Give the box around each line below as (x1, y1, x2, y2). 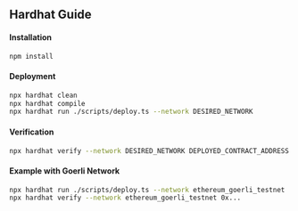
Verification (9, 126, 54, 137)
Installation (9, 31, 52, 43)
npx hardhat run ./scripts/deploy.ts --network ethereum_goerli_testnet (9, 185, 286, 194)
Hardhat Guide (9, 7, 92, 22)
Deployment (9, 71, 56, 82)
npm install (9, 52, 54, 61)
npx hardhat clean (9, 91, 78, 100)
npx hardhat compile (9, 99, 87, 108)
